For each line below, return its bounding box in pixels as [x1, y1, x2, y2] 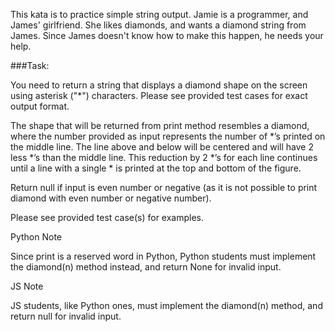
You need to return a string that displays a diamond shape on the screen [10, 79, 308, 91]
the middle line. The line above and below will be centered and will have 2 [10, 141, 314, 153]
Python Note [10, 231, 63, 243]
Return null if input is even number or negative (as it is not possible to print [10, 182, 318, 193]
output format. [10, 100, 70, 112]
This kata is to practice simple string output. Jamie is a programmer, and [10, 9, 309, 20]
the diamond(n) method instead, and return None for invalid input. [10, 261, 282, 273]
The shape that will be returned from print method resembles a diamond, [10, 120, 310, 131]
